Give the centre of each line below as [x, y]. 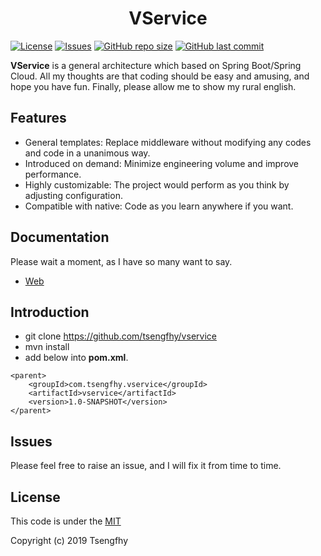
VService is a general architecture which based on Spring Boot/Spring [156, 65]
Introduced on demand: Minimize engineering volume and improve [162, 163]
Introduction [50, 312]
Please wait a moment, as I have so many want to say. [121, 261]
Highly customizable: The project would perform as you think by [157, 184]
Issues [31, 441]
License [35, 497]
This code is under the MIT [66, 521]
